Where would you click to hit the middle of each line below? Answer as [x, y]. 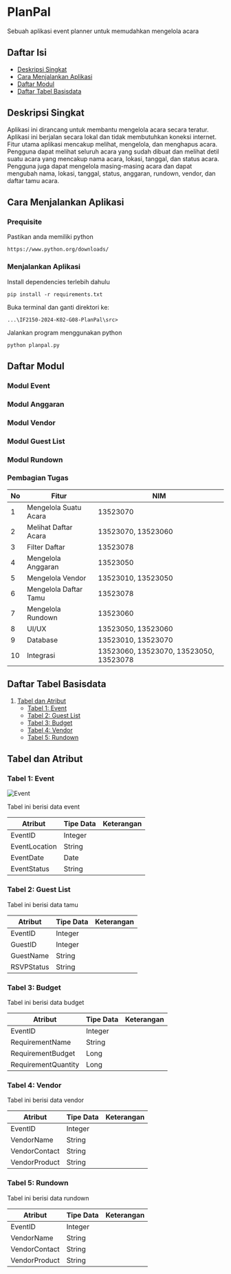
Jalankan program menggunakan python [65, 332]
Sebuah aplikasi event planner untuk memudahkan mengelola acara [103, 31]
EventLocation [34, 847]
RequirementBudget [43, 1053]
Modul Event [29, 385]
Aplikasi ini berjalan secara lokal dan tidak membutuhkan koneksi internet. [112, 137]
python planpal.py [33, 345]
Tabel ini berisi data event [44, 807]
